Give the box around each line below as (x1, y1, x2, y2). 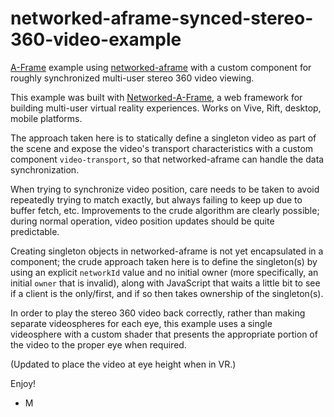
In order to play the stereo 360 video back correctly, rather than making (10, 307, 306, 319)
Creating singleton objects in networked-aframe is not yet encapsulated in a (10, 245, 324, 257)
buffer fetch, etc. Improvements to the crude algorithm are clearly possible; (10, 204, 320, 216)
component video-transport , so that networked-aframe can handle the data (10, 153, 325, 165)
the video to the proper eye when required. (10, 338, 187, 351)
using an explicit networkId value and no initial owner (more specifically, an (10, 266, 319, 278)
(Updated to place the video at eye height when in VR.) (10, 358, 237, 370)
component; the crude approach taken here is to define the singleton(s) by (10, 255, 318, 267)
